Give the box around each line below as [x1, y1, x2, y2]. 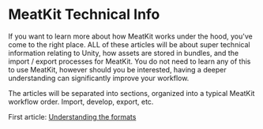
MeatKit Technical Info [8, 6, 160, 24]
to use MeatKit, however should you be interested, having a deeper [8, 64, 227, 74]
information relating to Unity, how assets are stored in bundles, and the [8, 48, 239, 57]
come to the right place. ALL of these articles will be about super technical [8, 39, 250, 49]
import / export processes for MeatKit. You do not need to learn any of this [8, 57, 251, 66]
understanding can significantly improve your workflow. [8, 73, 190, 83]
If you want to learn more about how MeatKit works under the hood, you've [8, 31, 253, 41]
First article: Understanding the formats [8, 112, 137, 121]
